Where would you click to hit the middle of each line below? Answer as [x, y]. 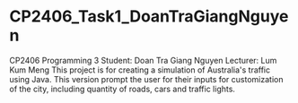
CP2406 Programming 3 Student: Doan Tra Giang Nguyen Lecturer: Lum [143, 60]
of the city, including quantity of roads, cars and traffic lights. [123, 89]
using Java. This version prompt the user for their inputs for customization [146, 79]
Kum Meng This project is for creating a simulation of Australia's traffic [140, 70]
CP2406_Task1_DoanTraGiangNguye [149, 17]
